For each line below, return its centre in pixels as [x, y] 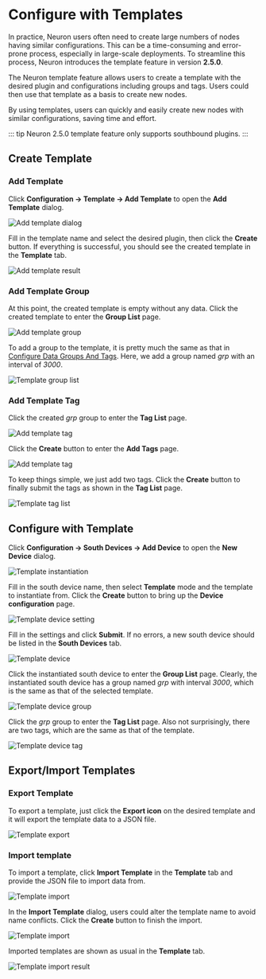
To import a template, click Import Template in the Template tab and [120, 872]
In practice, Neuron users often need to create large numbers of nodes [124, 37]
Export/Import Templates [72, 771]
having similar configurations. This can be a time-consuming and [114, 45]
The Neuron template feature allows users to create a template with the [125, 77]
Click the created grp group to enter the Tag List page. [98, 418]
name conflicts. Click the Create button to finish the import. [105, 920]
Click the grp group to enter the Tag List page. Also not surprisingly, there [129, 722]
